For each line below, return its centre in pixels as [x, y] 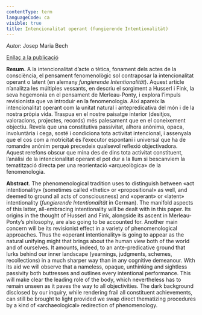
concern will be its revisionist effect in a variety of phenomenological [92, 228]
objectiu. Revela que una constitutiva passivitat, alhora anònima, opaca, [95, 127]
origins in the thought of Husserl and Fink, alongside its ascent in [87, 215]
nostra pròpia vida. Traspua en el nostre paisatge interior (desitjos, [89, 114]
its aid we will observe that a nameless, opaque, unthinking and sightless [97, 267]
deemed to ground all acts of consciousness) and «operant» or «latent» [95, 196]
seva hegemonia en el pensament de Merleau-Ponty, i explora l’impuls [93, 95]
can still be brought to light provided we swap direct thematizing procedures [101, 299]
